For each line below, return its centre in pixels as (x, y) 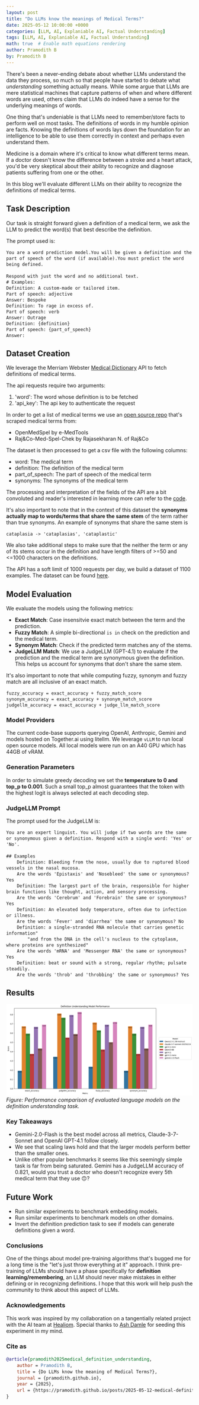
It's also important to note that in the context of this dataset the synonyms (97, 510)
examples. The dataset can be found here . (58, 575)
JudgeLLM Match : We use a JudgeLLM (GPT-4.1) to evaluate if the (96, 651)
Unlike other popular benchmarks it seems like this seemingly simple (98, 1160)
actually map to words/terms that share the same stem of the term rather (97, 516)
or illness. (21, 916)
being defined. (25, 264)
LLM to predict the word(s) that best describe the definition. (79, 229)
